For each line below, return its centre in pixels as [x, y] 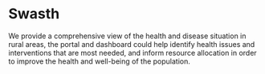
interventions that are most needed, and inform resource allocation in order [132, 53]
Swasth [34, 14]
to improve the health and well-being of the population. [100, 61]
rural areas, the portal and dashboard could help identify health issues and [132, 44]
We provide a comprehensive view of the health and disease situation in [127, 36]
